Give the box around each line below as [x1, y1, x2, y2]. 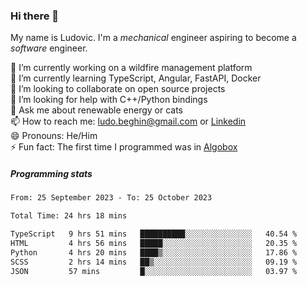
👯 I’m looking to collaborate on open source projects [10, 83, 226, 95]
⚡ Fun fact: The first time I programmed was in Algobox [10, 141, 238, 153]
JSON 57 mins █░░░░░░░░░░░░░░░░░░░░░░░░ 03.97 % [10, 266, 298, 276]
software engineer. [10, 42, 88, 54]
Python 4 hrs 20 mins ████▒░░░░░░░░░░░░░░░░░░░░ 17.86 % [10, 247, 298, 258]
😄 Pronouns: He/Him [10, 130, 98, 142]
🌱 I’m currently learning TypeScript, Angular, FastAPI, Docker [10, 72, 262, 84]
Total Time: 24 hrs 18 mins [10, 211, 128, 221]
